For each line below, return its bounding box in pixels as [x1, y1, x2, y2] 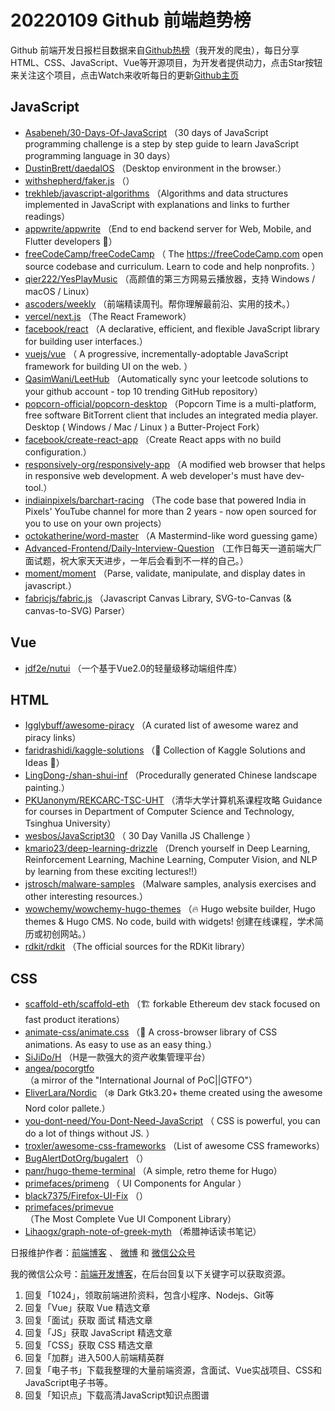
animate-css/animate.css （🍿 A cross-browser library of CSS [24, 1026, 278, 1038]
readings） [24, 210, 71, 222]
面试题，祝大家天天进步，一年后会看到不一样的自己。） [24, 554, 249, 566]
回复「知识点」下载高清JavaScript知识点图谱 [24, 1389, 210, 1401]
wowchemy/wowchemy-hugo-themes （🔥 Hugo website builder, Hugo [24, 903, 316, 915]
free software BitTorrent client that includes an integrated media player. [24, 409, 319, 421]
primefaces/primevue [24, 1201, 114, 1213]
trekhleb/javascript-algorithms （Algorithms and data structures [24, 187, 289, 199]
